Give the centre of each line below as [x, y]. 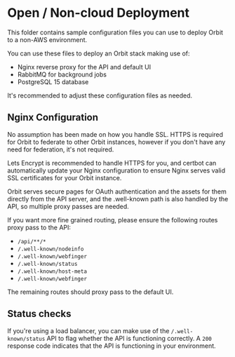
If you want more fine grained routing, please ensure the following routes [113, 220]
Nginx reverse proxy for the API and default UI [84, 67]
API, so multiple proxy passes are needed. [68, 206]
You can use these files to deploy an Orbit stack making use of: [99, 53]
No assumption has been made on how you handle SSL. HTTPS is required [115, 134]
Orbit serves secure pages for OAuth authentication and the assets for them [117, 191]
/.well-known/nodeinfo [51, 249]
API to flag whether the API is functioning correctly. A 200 [129, 338]
